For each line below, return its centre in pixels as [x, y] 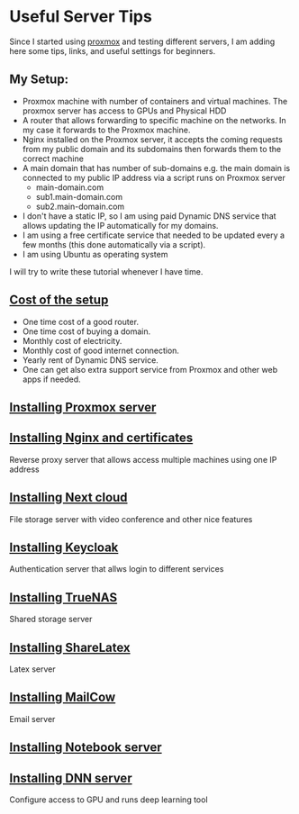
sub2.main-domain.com [80, 206]
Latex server [32, 669]
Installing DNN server [71, 778]
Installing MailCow [63, 697]
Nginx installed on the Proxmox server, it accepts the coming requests [153, 139]
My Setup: [39, 80]
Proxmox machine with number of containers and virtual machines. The [155, 101]
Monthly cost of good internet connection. [101, 350]
